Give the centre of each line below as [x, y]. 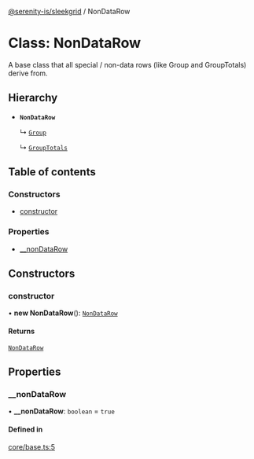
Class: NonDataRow [75, 43]
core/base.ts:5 [31, 446]
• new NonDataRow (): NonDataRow [63, 313]
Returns [22, 331]
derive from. [28, 73]
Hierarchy [33, 98]
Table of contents [52, 172]
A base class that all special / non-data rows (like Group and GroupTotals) [127, 64]
